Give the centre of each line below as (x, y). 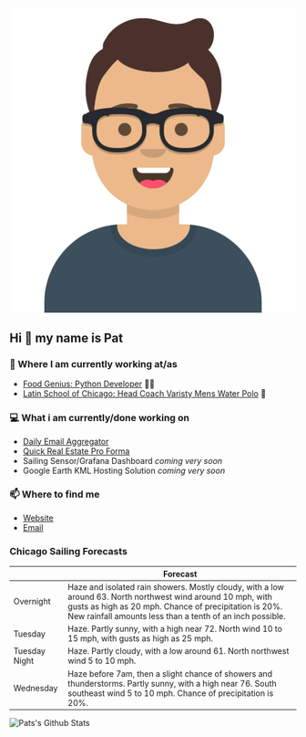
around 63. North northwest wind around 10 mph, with (170, 596)
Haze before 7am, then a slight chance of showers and (170, 673)
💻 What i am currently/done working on (99, 418)
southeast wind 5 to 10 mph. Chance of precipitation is (171, 693)
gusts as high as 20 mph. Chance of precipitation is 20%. (175, 606)
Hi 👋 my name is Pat (66, 337)
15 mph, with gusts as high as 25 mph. (141, 638)
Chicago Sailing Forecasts (68, 551)
